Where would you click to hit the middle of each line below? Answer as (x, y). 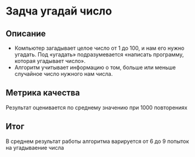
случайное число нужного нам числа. (64, 74)
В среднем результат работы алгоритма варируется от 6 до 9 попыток (97, 141)
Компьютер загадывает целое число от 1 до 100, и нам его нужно (99, 48)
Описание (26, 34)
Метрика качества (43, 93)
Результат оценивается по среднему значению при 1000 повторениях (97, 107)
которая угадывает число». (50, 61)
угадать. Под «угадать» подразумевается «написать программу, (99, 55)
